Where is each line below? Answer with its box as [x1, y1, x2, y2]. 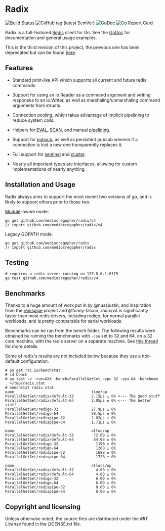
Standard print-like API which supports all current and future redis [12, 77, 147, 83]
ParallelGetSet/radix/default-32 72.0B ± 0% [5, 433, 116, 438]
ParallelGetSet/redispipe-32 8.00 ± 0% [5, 485, 116, 490]
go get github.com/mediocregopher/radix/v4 [5, 218, 96, 223]
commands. [12, 82, 37, 88]
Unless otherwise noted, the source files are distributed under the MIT [5, 516, 148, 522]
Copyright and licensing [5, 502, 81, 511]
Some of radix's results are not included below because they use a [5, 353, 141, 359]
